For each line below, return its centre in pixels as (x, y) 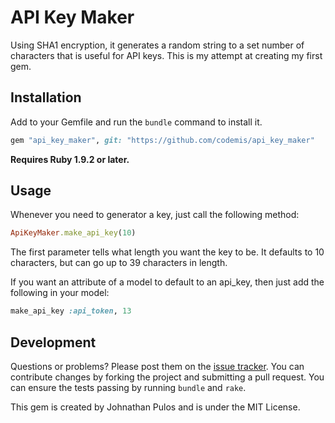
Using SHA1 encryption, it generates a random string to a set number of (157, 45)
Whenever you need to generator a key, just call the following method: (155, 215)
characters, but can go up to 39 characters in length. (119, 263)
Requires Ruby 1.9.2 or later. (70, 159)
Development (53, 342)
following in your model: (60, 293)
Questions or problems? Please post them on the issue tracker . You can (157, 366)
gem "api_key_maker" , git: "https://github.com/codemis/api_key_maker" (162, 140)
